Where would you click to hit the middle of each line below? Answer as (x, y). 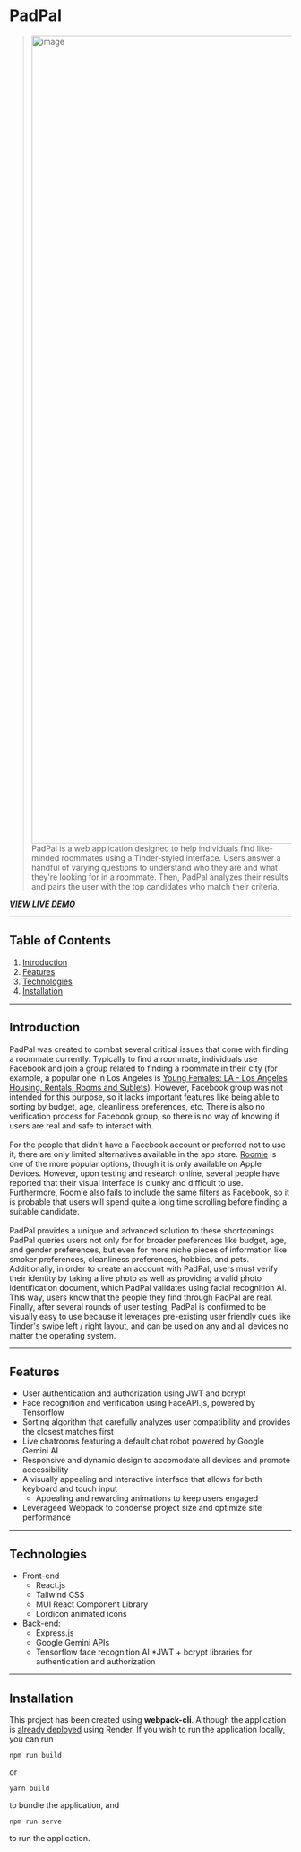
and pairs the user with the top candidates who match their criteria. (155, 886)
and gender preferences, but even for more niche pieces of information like (148, 1250)
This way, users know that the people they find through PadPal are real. (141, 1297)
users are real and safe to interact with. (82, 1125)
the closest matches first (68, 1432)
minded (45, 857)
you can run (31, 1739)
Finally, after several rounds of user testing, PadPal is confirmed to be (138, 1306)
